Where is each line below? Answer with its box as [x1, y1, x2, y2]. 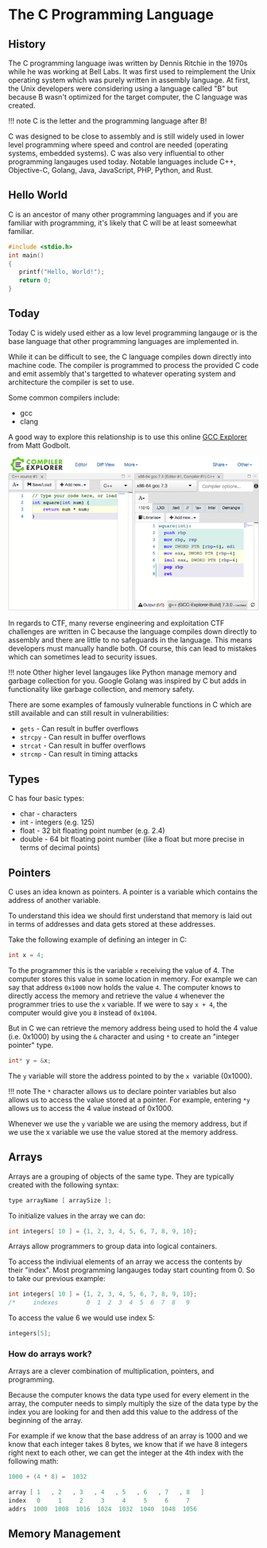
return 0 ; [18, 276, 52, 284]
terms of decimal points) [19, 842, 101, 853]
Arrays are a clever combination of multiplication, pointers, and [8, 1366, 215, 1376]
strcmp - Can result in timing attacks [19, 749, 138, 759]
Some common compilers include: [8, 393, 121, 402]
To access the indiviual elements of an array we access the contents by [8, 1257, 242, 1267]
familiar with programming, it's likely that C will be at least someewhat [8, 217, 237, 228]
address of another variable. [8, 896, 101, 905]
